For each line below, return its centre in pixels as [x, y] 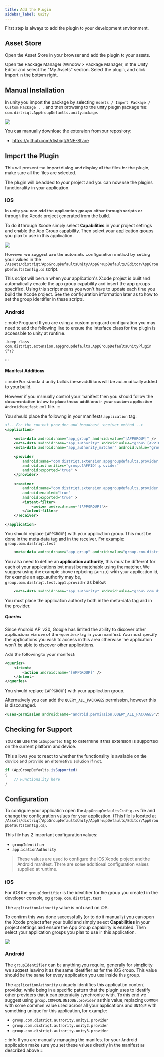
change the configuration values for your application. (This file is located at [81, 816]
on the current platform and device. [41, 746]
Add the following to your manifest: [40, 654]
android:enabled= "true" [47, 493]
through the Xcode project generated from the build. [58, 216]
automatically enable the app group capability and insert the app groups [78, 284]
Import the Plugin [32, 156]
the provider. [18, 606]
